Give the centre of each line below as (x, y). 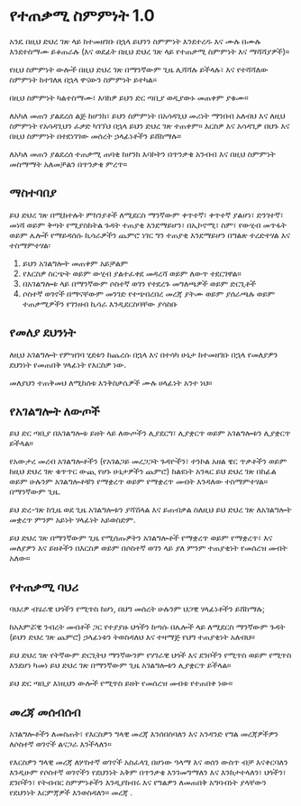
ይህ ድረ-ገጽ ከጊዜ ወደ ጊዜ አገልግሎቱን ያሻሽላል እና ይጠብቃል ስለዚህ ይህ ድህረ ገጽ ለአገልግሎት (150, 509)
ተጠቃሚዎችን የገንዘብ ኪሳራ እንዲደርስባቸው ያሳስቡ (100, 304)
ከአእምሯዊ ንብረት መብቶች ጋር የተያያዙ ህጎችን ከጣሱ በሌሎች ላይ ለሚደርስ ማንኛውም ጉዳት (147, 627)
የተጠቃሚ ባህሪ (44, 587)
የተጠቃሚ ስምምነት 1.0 (82, 16)
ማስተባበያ (33, 193)
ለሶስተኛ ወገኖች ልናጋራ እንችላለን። (60, 744)
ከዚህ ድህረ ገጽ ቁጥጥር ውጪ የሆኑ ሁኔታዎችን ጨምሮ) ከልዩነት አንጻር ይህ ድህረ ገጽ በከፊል (143, 472)
